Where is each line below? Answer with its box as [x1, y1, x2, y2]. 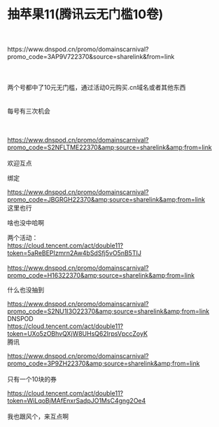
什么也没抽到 [7, 285, 44, 294]
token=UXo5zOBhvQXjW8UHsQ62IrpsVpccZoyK [7, 329, 148, 337]
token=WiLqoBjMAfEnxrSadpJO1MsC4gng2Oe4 [7, 396, 146, 405]
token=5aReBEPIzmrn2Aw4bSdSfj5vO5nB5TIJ [7, 248, 142, 257]
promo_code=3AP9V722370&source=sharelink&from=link [7, 52, 175, 60]
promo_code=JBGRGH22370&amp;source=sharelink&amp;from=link [7, 195, 205, 203]
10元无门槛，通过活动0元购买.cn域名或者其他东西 [43, 83, 186, 91]
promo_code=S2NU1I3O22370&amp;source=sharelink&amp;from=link [7, 306, 210, 316]
